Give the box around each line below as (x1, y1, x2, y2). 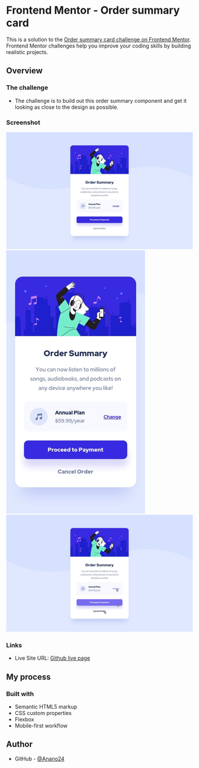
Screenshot (6, 118, 40, 127)
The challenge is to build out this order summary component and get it (14, 97, 187, 104)
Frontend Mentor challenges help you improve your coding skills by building (6, 42, 191, 49)
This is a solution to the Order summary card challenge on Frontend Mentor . (6, 36, 191, 43)
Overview (6, 66, 43, 76)
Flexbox (14, 716, 34, 723)
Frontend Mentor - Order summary (6, 4, 180, 17)
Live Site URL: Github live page (14, 654, 91, 662)
